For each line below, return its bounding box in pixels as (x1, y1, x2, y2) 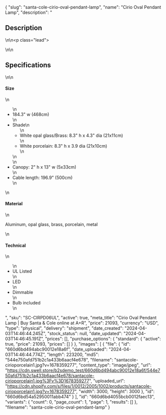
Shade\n (12, 121, 30, 128)
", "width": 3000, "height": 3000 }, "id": (74, 389, 155, 395)
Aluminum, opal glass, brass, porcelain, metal (5, 222, 98, 228)
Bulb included (12, 300, 41, 306)
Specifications (5, 61, 51, 69)
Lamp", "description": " (5, 9, 53, 15)
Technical (5, 242, 26, 248)
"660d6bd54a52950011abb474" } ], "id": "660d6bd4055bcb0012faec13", (5, 394, 155, 400)
